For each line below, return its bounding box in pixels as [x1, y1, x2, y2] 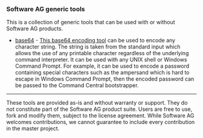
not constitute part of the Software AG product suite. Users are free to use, [6, 105, 193, 113]
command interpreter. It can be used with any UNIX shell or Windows [14, 56, 187, 64]
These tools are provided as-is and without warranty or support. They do [6, 99, 188, 107]
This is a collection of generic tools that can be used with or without [6, 19, 175, 26]
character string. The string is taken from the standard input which [14, 43, 181, 50]
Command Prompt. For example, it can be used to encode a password [14, 62, 190, 70]
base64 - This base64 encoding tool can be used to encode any [14, 37, 176, 44]
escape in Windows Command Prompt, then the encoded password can [14, 75, 195, 83]
